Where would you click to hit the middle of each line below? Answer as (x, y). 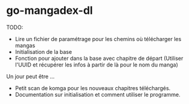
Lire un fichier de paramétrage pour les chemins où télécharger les (98, 39)
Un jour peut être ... (30, 76)
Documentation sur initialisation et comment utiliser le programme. (98, 94)
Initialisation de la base (43, 51)
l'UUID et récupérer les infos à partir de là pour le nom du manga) (96, 65)
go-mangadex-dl (50, 11)
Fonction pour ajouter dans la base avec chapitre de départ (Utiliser (99, 58)
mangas (25, 45)
